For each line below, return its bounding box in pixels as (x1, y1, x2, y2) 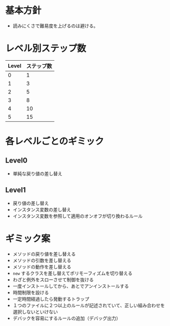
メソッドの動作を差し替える (12, 263, 72, 270)
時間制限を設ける (12, 289, 49, 296)
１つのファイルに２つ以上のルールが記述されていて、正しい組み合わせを (12, 302, 165, 309)
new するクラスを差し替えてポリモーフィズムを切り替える (12, 270, 133, 276)
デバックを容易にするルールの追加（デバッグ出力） (12, 315, 121, 321)
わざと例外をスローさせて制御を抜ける (12, 276, 94, 283)
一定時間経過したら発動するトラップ (12, 296, 90, 302)
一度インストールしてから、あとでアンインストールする (12, 283, 129, 289)
